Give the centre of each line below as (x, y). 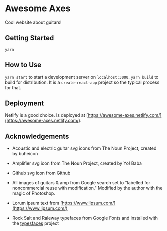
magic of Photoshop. (34, 193)
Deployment (25, 103)
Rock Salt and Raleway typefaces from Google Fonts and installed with (85, 218)
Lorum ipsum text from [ (37, 203)
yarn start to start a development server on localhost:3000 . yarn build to (82, 77)
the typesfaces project (36, 223)
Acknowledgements (37, 136)
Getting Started (30, 38)
